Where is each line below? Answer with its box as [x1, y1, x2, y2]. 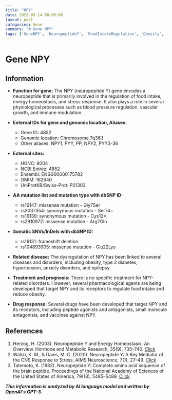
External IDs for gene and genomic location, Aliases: [12, 119, 127, 125]
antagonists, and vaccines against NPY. [12, 312, 97, 318]
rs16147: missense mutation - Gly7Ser [20, 202, 101, 208]
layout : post [5, 17, 33, 22]
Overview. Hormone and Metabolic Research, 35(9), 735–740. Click [12, 346, 156, 352]
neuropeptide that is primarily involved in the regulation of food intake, [12, 93, 162, 99]
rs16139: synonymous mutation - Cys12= [20, 213, 107, 219]
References [5, 327, 43, 336]
